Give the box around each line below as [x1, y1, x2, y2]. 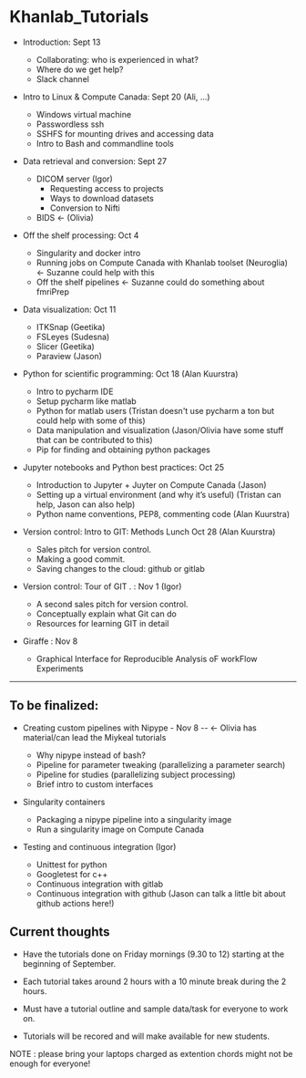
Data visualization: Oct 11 [22, 304, 117, 315]
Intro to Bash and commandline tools [36, 138, 175, 149]
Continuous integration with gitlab [36, 878, 164, 889]
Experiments [36, 663, 84, 674]
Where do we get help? [36, 64, 125, 75]
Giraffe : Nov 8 [22, 636, 78, 647]
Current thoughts [9, 924, 111, 940]
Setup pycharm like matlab [36, 395, 137, 407]
